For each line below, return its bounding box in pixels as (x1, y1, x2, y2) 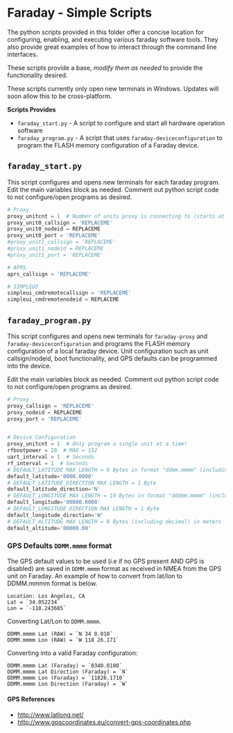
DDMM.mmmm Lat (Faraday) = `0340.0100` (7, 662, 123, 669)
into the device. (7, 361, 52, 370)
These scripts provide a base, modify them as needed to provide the (7, 63, 203, 72)
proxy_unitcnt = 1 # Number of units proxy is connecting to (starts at (7, 212, 225, 220)
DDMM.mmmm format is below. (7, 579, 98, 588)
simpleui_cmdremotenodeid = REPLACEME (7, 296, 119, 304)
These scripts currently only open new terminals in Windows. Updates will (7, 84, 219, 93)
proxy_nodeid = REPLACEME (7, 409, 82, 416)
